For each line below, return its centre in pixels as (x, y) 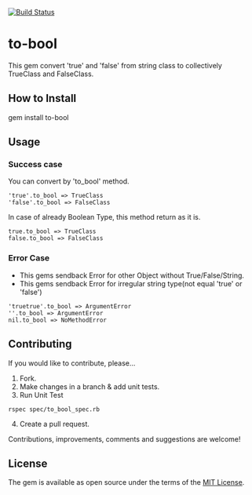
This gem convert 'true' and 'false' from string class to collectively (115, 65)
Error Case (29, 258)
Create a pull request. (55, 424)
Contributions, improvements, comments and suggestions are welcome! (124, 439)
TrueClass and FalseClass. (51, 74)
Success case (35, 165)
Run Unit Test (41, 395)
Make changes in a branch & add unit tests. (89, 386)
